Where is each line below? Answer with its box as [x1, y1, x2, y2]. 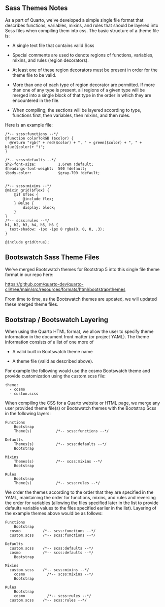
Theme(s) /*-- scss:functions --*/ [14, 429, 109, 434]
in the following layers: [5, 411, 51, 417]
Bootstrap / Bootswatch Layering [5, 316, 108, 324]
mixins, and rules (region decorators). [12, 57, 89, 63]
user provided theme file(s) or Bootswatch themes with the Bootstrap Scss [5, 405, 157, 411]
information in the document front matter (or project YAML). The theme [5, 334, 149, 340]
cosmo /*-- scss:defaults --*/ [9, 550, 94, 556]
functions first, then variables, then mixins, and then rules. [12, 112, 131, 118]
